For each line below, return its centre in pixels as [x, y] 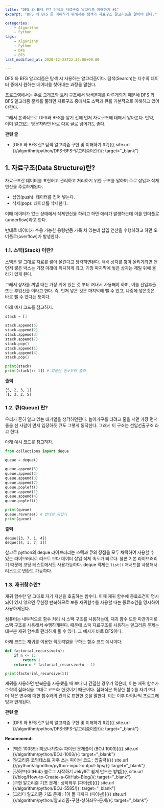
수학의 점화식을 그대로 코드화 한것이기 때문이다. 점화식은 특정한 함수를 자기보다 [80, 690]
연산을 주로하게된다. [24, 187]
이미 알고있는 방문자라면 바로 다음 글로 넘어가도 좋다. [55, 124]
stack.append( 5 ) [22, 325]
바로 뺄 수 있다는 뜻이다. [28, 297]
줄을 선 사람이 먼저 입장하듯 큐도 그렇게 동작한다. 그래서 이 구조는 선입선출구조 [80, 426]
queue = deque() [22, 460]
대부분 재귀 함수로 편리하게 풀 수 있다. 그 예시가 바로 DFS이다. [64, 631]
